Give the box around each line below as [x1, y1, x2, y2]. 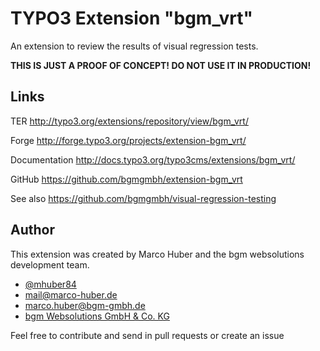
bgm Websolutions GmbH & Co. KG [24, 310, 170, 322]
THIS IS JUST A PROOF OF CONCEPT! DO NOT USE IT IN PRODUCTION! [10, 59, 312, 71]
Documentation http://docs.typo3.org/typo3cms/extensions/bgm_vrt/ [10, 153, 296, 166]
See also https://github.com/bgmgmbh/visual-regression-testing [10, 192, 277, 204]
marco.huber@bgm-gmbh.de [24, 299, 146, 311]
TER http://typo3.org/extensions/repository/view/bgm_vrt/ [10, 115, 249, 127]
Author [10, 222, 55, 239]
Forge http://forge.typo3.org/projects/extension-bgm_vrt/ [10, 134, 247, 146]
